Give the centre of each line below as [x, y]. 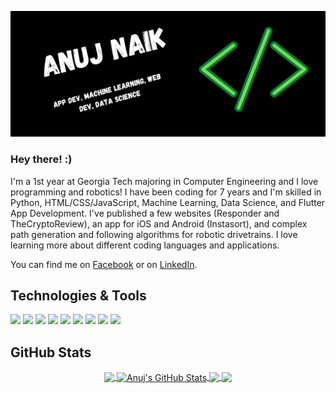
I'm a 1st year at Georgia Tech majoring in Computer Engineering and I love [164, 181]
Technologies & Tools [78, 295]
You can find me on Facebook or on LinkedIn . [104, 264]
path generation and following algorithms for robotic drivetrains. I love [154, 234]
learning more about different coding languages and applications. [145, 245]
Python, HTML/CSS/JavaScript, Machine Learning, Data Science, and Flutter [168, 202]
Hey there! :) [41, 159]
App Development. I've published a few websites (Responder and [145, 213]
